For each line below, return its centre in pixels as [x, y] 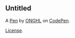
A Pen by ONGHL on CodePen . [38, 20]
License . [14, 30]
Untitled [18, 8]
